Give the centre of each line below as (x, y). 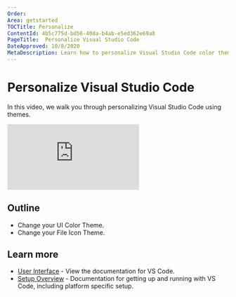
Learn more (33, 255)
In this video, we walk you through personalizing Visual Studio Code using (114, 106)
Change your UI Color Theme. (61, 225)
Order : (17, 14)
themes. (19, 114)
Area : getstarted (33, 20)
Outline (24, 208)
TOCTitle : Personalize (40, 27)
